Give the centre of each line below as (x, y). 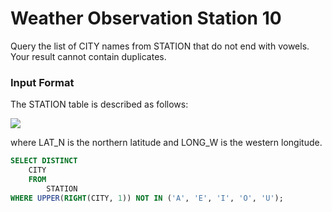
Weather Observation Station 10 (146, 18)
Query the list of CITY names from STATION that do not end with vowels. (160, 46)
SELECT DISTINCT (44, 161)
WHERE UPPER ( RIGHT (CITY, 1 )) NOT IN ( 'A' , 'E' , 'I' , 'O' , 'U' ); (147, 198)
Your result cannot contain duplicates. (88, 56)
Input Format (42, 82)
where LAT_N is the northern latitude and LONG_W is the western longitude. (166, 143)
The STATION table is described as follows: (99, 104)
